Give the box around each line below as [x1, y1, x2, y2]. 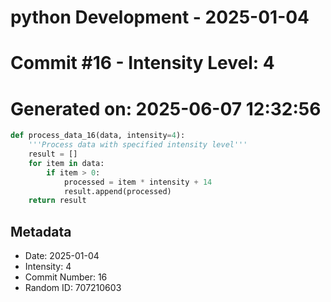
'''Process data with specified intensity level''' [28, 140, 248, 150]
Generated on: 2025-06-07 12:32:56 [10, 97, 322, 120]
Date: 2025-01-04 [24, 250, 100, 262]
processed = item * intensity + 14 [63, 177, 213, 187]
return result [28, 196, 87, 206]
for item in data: [28, 158, 105, 168]
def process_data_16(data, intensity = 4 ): [10, 131, 186, 141]
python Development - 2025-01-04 [10, 6, 310, 29]
